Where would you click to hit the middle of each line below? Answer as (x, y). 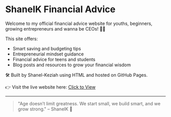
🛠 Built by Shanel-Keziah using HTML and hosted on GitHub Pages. (76, 75)
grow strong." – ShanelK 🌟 (45, 109)
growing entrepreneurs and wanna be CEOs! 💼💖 (55, 28)
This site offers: (22, 39)
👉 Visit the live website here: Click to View (50, 87)
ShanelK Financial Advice (60, 9)
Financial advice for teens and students (54, 59)
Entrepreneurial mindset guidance (48, 54)
